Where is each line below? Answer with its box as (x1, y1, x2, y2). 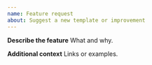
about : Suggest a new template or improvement (7, 17, 146, 24)
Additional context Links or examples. (7, 50, 118, 58)
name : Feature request (7, 10, 74, 17)
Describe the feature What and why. (7, 36, 113, 44)
